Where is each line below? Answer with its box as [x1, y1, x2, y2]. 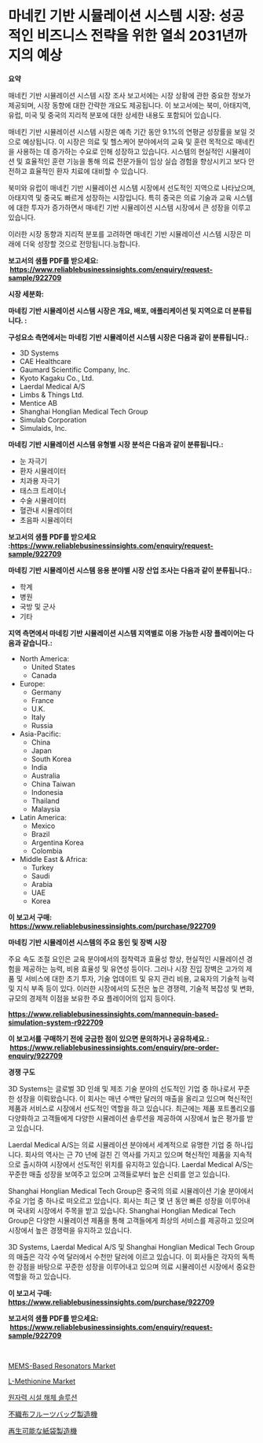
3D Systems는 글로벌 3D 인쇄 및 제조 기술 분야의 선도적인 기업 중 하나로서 [8, 1084, 236, 1093]
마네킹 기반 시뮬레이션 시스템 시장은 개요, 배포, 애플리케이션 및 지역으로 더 [8, 306, 232, 315]
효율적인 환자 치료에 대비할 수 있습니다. [28, 166, 149, 175]
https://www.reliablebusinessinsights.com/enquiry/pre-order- [9, 1043, 220, 1052]
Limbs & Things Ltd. [19, 390, 84, 399]
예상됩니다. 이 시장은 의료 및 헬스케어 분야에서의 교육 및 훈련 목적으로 [22, 137, 234, 146]
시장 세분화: [8, 289, 45, 299]
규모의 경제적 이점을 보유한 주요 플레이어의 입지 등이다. [8, 993, 176, 1003]
